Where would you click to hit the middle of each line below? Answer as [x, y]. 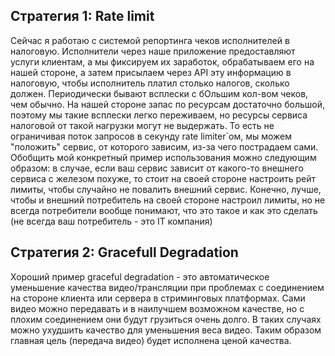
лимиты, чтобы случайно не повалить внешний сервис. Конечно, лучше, [166, 189]
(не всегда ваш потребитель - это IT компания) [111, 221]
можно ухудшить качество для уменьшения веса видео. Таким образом [166, 330]
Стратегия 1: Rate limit [82, 16]
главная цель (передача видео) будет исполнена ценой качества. [151, 340]
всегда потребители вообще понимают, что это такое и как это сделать [164, 210]
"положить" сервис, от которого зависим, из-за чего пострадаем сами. [164, 146]
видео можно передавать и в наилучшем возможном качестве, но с [157, 308]
